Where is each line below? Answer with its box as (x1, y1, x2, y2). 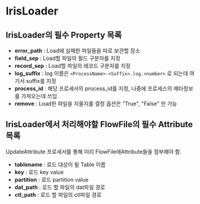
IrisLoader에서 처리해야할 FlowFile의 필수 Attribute (5, 119, 193, 130)
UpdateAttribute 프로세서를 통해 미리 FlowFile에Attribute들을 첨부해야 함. (5, 148, 182, 155)
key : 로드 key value (14, 168, 64, 176)
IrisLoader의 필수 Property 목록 (5, 30, 122, 40)
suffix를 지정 (26, 77, 57, 84)
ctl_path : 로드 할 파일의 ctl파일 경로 (14, 191, 102, 198)
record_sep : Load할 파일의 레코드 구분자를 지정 (14, 62, 131, 69)
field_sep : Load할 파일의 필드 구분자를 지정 (14, 54, 121, 62)
